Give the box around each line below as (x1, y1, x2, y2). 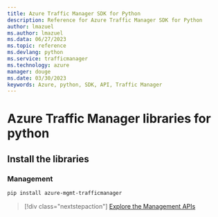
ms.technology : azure (7, 62, 70, 69)
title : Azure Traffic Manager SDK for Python (7, 10, 140, 17)
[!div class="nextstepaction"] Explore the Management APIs (24, 202, 196, 210)
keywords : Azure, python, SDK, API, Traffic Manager (7, 81, 163, 88)
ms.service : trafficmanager (7, 55, 89, 62)
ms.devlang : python (7, 49, 64, 56)
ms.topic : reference (7, 42, 67, 49)
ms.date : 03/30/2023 (7, 74, 67, 82)
